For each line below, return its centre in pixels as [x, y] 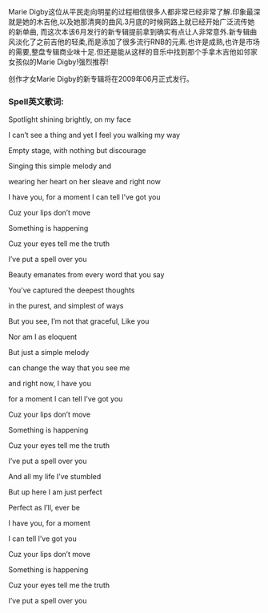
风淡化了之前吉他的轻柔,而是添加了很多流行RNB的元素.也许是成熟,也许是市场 [134, 42]
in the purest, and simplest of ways [66, 306]
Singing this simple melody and [60, 166]
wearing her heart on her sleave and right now [85, 182]
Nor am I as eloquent [43, 337]
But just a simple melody [49, 353]
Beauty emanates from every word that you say [86, 275]
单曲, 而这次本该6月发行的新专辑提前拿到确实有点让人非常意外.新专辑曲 [140, 32]
